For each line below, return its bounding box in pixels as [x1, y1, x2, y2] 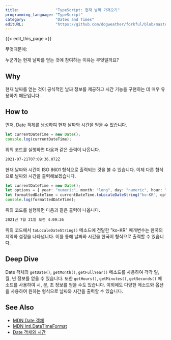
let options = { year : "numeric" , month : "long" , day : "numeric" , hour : [5, 188, 163, 193]
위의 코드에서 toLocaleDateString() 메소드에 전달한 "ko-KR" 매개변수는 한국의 [5, 227, 163, 233]
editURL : [5, 21, 24, 27]
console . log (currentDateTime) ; [5, 136, 72, 141]
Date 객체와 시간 [12, 329, 46, 335]
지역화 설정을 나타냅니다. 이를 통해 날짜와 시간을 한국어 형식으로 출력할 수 [5, 233, 151, 239]
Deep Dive [5, 255, 39, 264]
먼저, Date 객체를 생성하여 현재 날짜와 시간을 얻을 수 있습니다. [5, 122, 128, 128]
